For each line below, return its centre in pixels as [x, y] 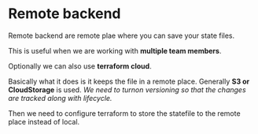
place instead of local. [44, 121]
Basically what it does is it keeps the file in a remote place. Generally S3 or [129, 81]
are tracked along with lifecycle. [60, 98]
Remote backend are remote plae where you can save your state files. [122, 35]
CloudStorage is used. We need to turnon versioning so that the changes [127, 89]
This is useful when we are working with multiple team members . [115, 50]
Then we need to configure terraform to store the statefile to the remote [125, 113]
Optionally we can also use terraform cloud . [80, 66]
